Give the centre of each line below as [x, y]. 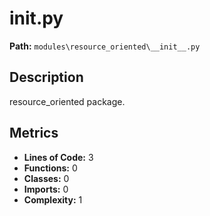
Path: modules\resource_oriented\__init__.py [105, 46]
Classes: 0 [46, 178]
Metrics [34, 133]
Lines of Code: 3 [58, 157]
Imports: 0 [46, 189]
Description [46, 77]
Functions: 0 [50, 168]
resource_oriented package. [67, 101]
